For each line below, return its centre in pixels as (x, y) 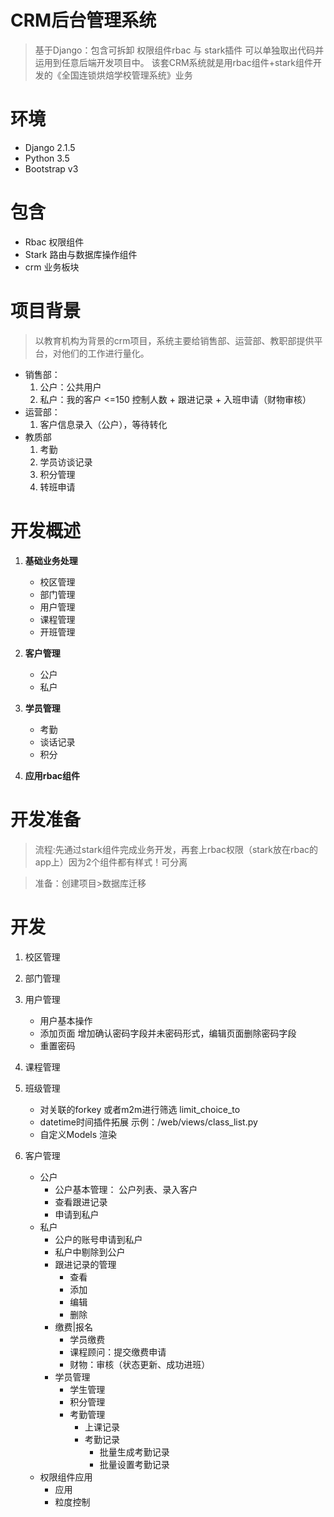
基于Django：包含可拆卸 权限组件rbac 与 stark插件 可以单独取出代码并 (179, 50)
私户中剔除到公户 (90, 1252)
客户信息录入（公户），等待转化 (103, 424)
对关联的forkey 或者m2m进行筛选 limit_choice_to (140, 1109)
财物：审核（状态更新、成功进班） (140, 1364)
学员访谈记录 (66, 462)
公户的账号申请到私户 (98, 1239)
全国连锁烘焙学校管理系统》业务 (127, 75)
